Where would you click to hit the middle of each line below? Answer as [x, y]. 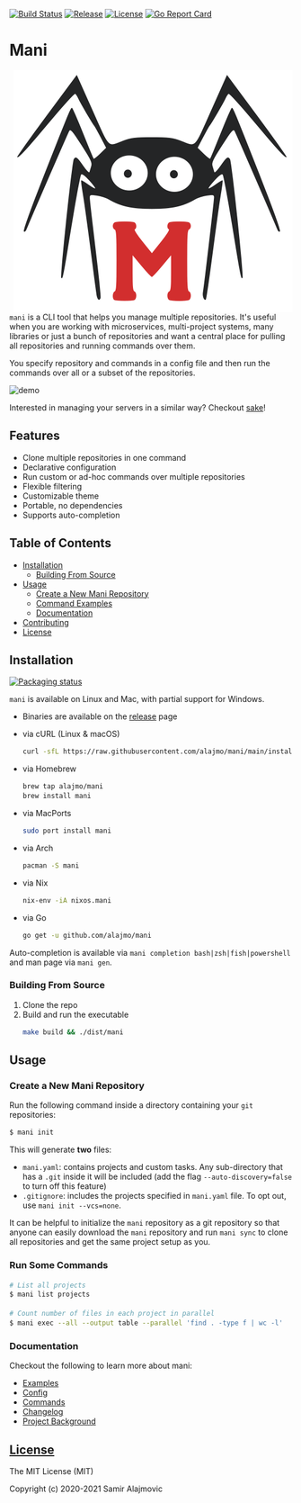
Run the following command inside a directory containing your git [131, 1105]
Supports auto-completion [71, 515]
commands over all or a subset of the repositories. [102, 373]
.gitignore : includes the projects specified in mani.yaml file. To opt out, [154, 1196]
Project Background [59, 1421]
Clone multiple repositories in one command [104, 457]
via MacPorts [47, 813]
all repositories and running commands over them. [102, 346]
